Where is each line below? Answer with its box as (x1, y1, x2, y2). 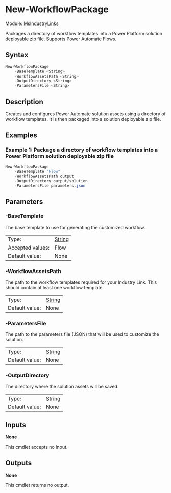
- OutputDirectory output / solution (14, 179, 88, 184)
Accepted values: (8, 244, 50, 251)
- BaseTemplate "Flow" (14, 169, 60, 174)
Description (5, 97, 43, 106)
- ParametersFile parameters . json (14, 183, 86, 188)
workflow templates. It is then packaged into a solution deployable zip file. (5, 116, 161, 122)
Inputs (5, 420, 27, 429)
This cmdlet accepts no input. (5, 444, 68, 450)
